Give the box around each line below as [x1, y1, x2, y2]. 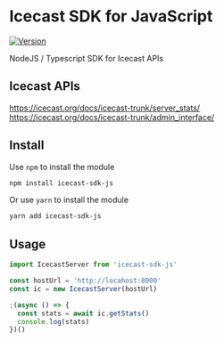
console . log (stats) [17, 317, 90, 326]
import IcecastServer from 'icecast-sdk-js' [9, 260, 178, 269]
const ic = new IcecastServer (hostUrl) [9, 284, 158, 293]
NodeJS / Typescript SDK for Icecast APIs [9, 53, 163, 63]
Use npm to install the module [9, 161, 115, 172]
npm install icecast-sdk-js [9, 178, 114, 188]
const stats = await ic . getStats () [17, 309, 150, 318]
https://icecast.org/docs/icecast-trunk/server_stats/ [9, 102, 201, 113]
